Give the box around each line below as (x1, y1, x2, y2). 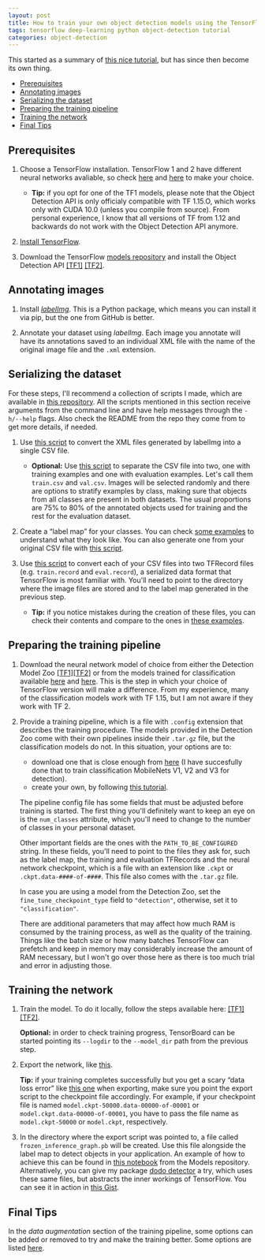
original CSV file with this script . (19, 543, 124, 553)
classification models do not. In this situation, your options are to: (19, 742, 232, 751)
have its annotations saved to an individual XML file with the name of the (19, 336, 256, 345)
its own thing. (8, 64, 53, 73)
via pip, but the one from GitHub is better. (19, 312, 155, 322)
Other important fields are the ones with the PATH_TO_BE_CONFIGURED (19, 837, 238, 848)
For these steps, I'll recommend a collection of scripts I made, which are (8, 388, 243, 398)
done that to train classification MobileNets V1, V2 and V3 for (31, 766, 230, 775)
